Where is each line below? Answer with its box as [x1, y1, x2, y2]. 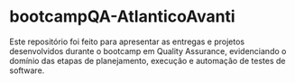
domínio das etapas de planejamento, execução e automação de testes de [9, 55, 286, 66]
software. [9, 65, 45, 76]
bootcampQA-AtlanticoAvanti [9, 6, 236, 27]
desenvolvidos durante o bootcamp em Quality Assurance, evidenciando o [9, 45, 287, 56]
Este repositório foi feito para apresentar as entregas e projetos [9, 36, 245, 47]
